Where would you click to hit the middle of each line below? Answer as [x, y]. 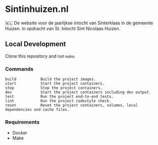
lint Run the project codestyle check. [58, 101]
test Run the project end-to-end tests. [59, 97]
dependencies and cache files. [37, 110]
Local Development [36, 44]
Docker [20, 133]
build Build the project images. [51, 79]
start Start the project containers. [55, 84]
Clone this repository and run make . [40, 56]
